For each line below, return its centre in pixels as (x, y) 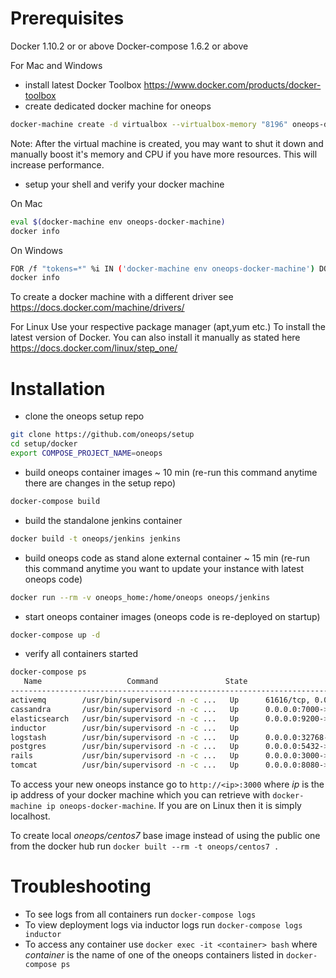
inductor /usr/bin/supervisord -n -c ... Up (125, 728)
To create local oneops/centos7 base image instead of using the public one (165, 835)
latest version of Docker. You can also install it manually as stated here (155, 338)
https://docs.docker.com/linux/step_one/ (94, 348)
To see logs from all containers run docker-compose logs (140, 914)
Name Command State (135, 682)
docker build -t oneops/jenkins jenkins (96, 538)
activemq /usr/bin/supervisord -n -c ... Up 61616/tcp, (160, 700)
